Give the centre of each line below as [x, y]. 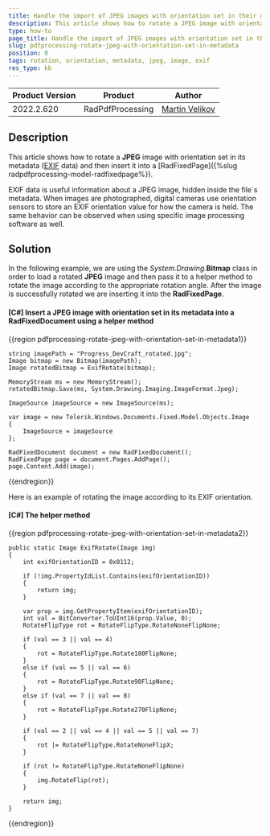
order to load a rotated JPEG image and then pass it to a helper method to [131, 277]
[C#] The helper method [49, 515]
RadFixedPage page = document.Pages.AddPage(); [90, 459]
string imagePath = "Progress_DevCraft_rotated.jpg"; [100, 354]
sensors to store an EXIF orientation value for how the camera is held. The [131, 207]
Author [188, 95]
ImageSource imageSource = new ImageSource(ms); [91, 403]
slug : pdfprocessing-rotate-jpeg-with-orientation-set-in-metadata [124, 46]
